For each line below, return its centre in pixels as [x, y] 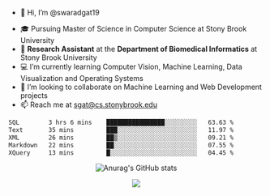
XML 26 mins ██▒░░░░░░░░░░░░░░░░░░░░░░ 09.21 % [121, 138]
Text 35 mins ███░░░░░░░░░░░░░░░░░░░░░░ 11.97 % [121, 130]
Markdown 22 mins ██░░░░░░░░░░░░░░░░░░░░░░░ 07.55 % [121, 145]
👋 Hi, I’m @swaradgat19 [60, 13]
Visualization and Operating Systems [81, 78]
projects [34, 96]
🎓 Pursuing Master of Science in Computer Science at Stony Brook [133, 29]
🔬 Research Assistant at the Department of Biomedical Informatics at [139, 49]
